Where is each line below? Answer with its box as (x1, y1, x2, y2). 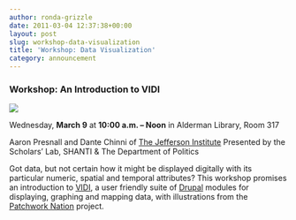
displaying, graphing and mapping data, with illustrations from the (9, 192, 248, 202)
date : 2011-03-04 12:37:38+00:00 (9, 21, 133, 30)
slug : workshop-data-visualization (9, 37, 140, 47)
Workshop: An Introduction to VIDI (9, 83, 161, 95)
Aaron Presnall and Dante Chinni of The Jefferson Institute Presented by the (9, 137, 285, 148)
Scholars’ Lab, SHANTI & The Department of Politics (9, 147, 200, 157)
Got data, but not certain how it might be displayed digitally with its (9, 163, 253, 174)
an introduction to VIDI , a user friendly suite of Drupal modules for (9, 182, 249, 193)
